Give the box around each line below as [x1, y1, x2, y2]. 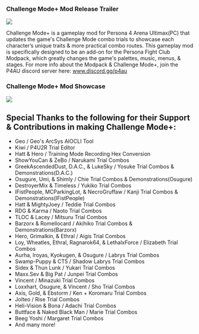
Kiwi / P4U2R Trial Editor [14, 144, 75, 151]
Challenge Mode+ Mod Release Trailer [6, 5, 119, 13]
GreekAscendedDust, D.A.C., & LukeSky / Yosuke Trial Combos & [14, 163, 174, 170]
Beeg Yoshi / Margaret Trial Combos [14, 315, 104, 322]
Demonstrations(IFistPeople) [14, 195, 85, 202]
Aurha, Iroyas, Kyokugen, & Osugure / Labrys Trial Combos [14, 252, 159, 259]
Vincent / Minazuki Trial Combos [14, 277, 95, 284]
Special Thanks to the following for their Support [6, 113, 190, 123]
